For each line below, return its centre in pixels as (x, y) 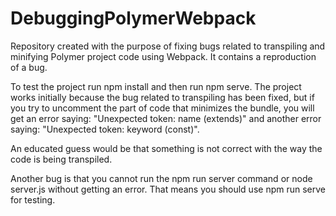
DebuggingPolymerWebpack (133, 18)
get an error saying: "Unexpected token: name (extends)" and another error (166, 118)
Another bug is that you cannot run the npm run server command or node (161, 178)
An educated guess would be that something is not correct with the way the (166, 148)
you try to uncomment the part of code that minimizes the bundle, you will (162, 108)
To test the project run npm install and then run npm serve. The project (156, 86)
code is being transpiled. (61, 159)
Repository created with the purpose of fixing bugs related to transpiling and (168, 46)
